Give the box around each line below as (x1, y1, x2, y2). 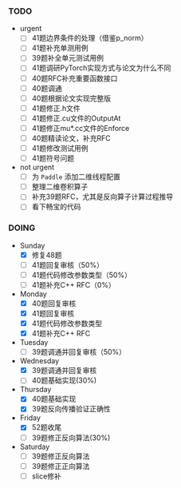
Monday (19, 289, 48, 299)
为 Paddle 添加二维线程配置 (31, 172, 121, 181)
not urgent (19, 162, 54, 173)
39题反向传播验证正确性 (31, 404, 111, 414)
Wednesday (19, 356, 60, 366)
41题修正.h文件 (31, 103, 81, 113)
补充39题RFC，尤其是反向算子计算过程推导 (31, 192, 174, 201)
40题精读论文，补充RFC (31, 133, 111, 143)
